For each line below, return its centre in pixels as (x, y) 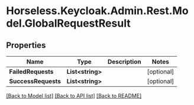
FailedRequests (31, 72)
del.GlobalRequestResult (69, 23)
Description (124, 62)
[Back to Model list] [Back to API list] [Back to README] (74, 96)
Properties (26, 45)
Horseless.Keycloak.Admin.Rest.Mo (97, 11)
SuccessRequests (35, 81)
